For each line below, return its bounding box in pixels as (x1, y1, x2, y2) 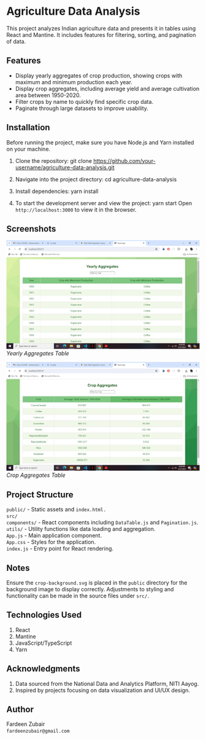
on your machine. (6, 145, 51, 152)
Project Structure (6, 489, 74, 500)
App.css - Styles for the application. (6, 538, 96, 546)
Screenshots (6, 223, 56, 234)
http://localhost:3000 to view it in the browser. (15, 206, 137, 213)
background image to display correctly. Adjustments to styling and (6, 586, 174, 592)
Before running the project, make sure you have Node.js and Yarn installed (6, 138, 194, 146)
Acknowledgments (6, 664, 81, 674)
